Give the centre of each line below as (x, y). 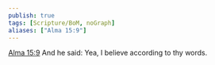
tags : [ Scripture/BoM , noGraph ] (61, 23)
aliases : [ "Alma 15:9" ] (48, 30)
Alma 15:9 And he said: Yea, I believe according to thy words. (108, 53)
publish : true (32, 15)
